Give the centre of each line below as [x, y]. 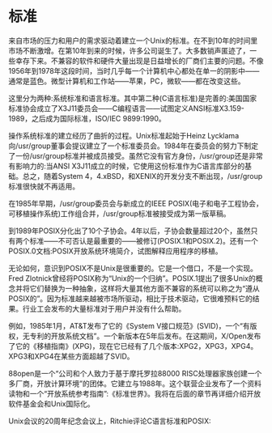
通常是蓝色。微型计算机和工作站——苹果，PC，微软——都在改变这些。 [127, 81]
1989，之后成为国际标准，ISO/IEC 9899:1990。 [87, 118]
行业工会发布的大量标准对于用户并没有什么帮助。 [104, 308]
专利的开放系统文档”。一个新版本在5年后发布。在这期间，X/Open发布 [145, 336]
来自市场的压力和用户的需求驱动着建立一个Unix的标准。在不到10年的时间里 [133, 40]
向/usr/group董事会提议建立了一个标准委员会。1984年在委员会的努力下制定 [134, 146]
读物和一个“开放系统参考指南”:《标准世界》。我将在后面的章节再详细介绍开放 [135, 393]
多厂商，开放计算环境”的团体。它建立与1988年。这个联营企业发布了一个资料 [135, 383]
